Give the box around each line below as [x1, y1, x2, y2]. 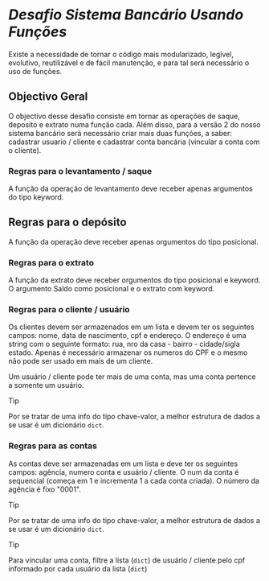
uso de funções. [8, 66, 63, 76]
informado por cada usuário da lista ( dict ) [8, 563, 148, 573]
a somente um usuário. [8, 381, 84, 390]
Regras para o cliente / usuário [8, 304, 130, 315]
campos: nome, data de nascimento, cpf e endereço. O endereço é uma [8, 331, 247, 340]
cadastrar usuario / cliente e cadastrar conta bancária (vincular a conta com [8, 137, 260, 146]
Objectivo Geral [8, 90, 88, 104]
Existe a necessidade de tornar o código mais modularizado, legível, [8, 49, 234, 59]
